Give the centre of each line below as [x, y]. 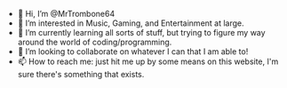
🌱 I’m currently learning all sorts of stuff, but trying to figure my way [141, 32]
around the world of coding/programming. [95, 42]
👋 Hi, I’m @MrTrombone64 [66, 14]
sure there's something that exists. [81, 74]
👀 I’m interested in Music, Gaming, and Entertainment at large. [131, 23]
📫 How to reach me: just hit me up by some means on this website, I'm [148, 61]
